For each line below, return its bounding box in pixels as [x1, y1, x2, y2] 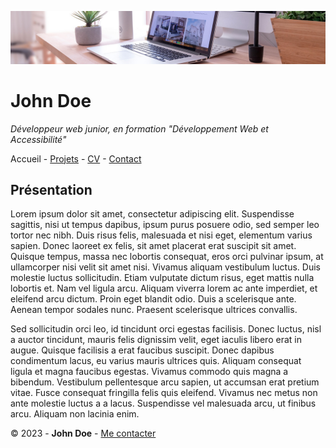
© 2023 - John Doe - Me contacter [10, 427, 157, 440]
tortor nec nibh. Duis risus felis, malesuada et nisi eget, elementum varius [10, 229, 313, 241]
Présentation [10, 181, 93, 198]
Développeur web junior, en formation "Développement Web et [10, 122, 269, 135]
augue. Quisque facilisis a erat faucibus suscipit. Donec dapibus [10, 344, 275, 356]
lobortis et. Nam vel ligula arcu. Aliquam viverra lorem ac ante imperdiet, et [10, 282, 318, 295]
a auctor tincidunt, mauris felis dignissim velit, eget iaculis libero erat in [10, 334, 302, 346]
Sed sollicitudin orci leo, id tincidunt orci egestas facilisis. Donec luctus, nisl [10, 323, 322, 335]
